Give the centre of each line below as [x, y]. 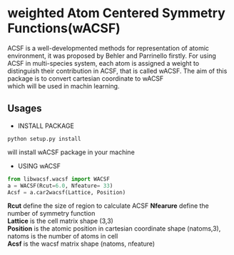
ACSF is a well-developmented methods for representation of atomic [108, 48]
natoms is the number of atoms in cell [63, 236]
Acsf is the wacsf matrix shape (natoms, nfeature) [81, 244]
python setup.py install [44, 139]
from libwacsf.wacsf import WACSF [59, 179]
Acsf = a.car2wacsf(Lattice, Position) [67, 192]
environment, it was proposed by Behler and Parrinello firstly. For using [112, 56]
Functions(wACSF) [64, 28]
